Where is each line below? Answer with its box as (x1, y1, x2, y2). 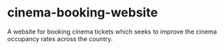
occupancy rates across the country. (7, 34, 113, 42)
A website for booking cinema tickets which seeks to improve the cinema (7, 27, 218, 36)
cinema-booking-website (7, 5, 158, 21)
